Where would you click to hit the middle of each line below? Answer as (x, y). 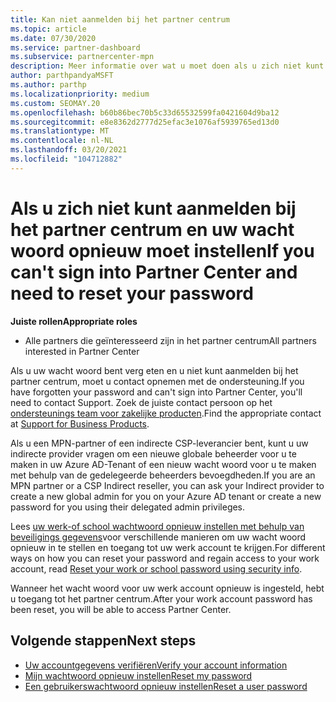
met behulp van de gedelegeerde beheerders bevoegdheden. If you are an (163, 475)
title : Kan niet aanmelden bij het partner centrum (120, 19)
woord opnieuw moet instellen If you (162, 250)
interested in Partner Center (82, 351)
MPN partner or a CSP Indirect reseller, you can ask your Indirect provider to (167, 485)
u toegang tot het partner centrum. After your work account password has (161, 598)
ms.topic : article (48, 29)
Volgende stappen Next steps (103, 641)
